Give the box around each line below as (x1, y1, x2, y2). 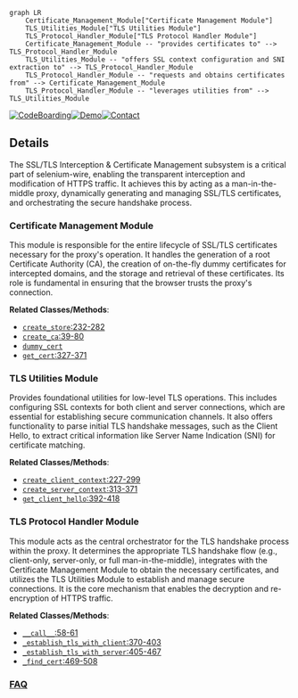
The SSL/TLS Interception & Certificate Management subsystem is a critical (9, 159, 287, 169)
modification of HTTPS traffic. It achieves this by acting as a (9, 178, 230, 189)
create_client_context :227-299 (21, 474, 141, 485)
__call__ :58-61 (21, 627, 79, 637)
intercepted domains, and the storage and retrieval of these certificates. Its (9, 268, 285, 279)
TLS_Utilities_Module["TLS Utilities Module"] (25, 24, 202, 33)
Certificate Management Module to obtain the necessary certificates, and (9, 564, 279, 575)
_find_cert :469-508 (21, 655, 98, 666)
